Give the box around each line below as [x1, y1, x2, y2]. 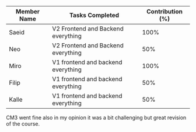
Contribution [146, 8, 183, 15]
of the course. [6, 120, 40, 127]
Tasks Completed [69, 11, 120, 19]
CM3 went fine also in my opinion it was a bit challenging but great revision [6, 114, 187, 121]
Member [15, 8, 40, 15]
